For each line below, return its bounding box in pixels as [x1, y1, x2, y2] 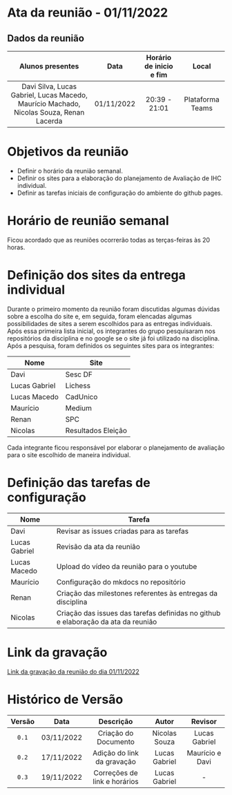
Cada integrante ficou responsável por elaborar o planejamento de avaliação [7, 443, 225, 452]
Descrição [98, 716, 133, 726]
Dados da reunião [7, 32, 85, 44]
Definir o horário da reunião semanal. [17, 166, 123, 175]
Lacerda [35, 116, 63, 126]
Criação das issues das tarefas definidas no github [56, 608, 221, 617]
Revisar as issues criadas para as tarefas [56, 526, 189, 536]
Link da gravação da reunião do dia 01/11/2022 [7, 667, 139, 676]
